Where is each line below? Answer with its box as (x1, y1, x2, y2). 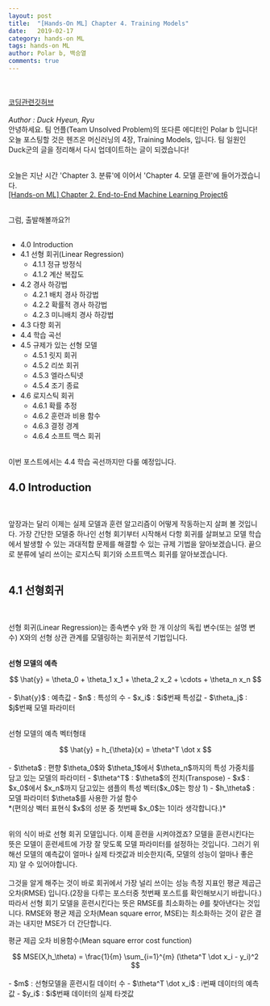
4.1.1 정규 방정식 (31, 259, 82, 269)
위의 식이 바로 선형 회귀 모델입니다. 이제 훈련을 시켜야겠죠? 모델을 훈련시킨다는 (8, 829, 255, 839)
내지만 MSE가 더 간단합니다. (23, 918, 112, 928)
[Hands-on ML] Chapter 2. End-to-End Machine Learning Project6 (8, 189, 228, 199)
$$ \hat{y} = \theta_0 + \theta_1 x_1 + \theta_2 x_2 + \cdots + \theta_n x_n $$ (9, 674, 262, 684)
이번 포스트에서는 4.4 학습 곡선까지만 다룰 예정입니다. (8, 457, 177, 466)
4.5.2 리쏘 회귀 (31, 360, 79, 370)
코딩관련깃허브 (8, 97, 55, 107)
